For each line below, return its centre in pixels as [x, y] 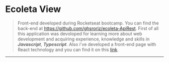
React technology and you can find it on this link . [68, 49]
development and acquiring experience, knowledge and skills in [83, 39]
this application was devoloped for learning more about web [80, 33]
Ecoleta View [33, 9]
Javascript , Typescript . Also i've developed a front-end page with [87, 44]
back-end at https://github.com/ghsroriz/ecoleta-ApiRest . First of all [88, 28]
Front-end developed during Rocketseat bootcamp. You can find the [88, 23]
